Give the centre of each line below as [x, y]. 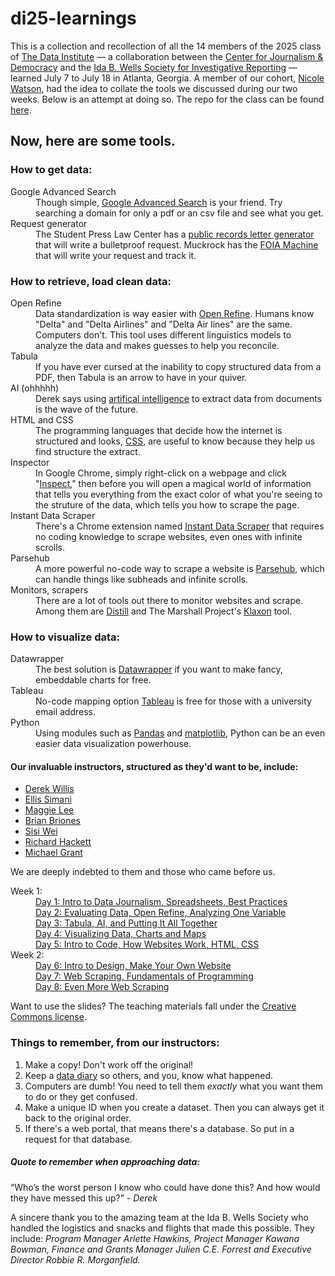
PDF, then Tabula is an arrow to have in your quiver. [141, 377]
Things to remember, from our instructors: [115, 1043]
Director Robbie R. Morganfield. [75, 1259]
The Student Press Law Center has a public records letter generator [175, 234]
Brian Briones [53, 821]
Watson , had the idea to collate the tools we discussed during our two [154, 88]
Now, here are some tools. [93, 141]
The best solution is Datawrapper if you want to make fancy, [159, 669]
